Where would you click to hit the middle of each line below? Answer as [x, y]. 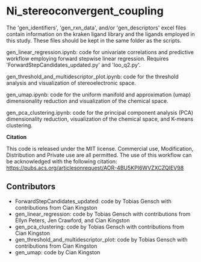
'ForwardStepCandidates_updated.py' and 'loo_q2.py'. [73, 65]
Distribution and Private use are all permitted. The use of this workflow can [99, 155]
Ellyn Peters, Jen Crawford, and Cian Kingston [73, 220]
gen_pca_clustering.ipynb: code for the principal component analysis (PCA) [100, 112]
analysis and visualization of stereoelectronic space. [71, 83]
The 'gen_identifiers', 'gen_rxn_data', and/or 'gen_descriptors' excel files [96, 28]
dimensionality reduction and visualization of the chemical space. [87, 101]
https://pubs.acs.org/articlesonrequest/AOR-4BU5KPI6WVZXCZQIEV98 [95, 168]
